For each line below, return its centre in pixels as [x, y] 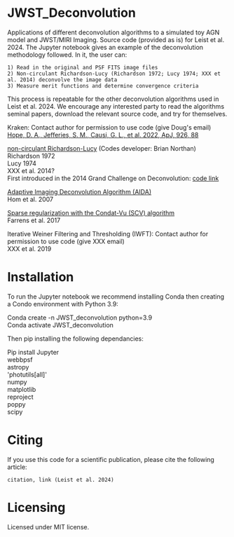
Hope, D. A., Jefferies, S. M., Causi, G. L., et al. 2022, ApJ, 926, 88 [103, 135]
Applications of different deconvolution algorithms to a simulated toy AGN [113, 32]
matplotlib [22, 389]
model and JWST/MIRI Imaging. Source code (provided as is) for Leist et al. [116, 39]
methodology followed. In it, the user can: [67, 55]
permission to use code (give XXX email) [66, 241]
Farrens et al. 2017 [34, 220]
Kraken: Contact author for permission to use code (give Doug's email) [109, 127]
